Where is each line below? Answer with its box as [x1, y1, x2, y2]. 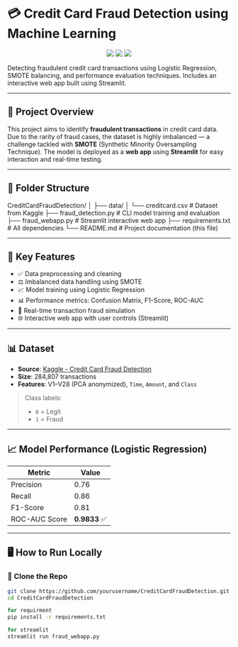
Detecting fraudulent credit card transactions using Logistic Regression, [7, 63, 217, 72]
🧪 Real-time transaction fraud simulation [17, 306, 136, 315]
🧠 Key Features [7, 250, 76, 262]
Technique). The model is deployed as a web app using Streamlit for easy [7, 147, 225, 156]
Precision [11, 480, 42, 490]
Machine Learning [7, 26, 117, 42]
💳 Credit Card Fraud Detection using [7, 6, 229, 22]
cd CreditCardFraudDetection [7, 594, 93, 602]
